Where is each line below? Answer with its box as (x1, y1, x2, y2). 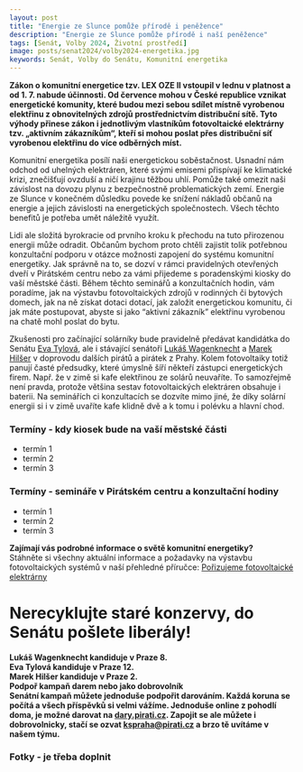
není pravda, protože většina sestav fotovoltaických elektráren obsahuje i (9, 381, 281, 392)
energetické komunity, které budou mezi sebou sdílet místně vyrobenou (9, 99, 285, 109)
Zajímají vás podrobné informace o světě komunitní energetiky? (9, 542, 254, 553)
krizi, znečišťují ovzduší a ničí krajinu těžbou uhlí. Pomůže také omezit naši (9, 174, 286, 185)
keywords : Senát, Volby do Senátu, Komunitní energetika (9, 55, 228, 64)
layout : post (9, 13, 59, 23)
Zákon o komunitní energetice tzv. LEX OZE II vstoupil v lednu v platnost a (9, 80, 291, 90)
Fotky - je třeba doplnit (9, 750, 111, 763)
